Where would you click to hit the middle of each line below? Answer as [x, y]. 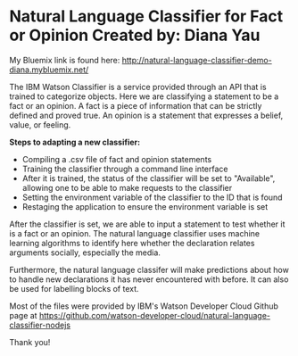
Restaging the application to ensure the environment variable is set [145, 206]
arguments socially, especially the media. [85, 253]
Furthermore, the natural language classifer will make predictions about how [149, 269]
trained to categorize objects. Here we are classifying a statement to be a [144, 96]
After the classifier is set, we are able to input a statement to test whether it [147, 224]
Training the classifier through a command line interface [125, 169]
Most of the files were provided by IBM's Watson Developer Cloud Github [144, 306]
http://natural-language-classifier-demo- [197, 60]
